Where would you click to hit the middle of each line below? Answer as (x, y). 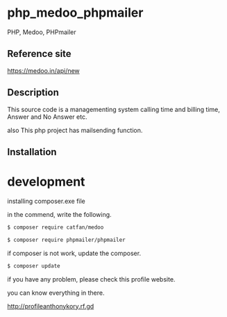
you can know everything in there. (56, 293)
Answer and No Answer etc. (47, 117)
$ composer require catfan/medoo (56, 227)
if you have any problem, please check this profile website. (91, 279)
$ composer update (34, 266)
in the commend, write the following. (60, 214)
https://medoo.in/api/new (43, 70)
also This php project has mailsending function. (75, 130)
